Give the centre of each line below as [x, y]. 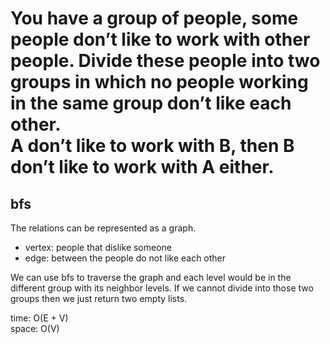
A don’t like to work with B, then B [152, 146]
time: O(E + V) [39, 318]
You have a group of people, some [154, 18]
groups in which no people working [159, 82]
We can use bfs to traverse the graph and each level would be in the [151, 277]
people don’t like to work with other [160, 39]
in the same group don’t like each [151, 103]
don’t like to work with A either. [142, 167]
